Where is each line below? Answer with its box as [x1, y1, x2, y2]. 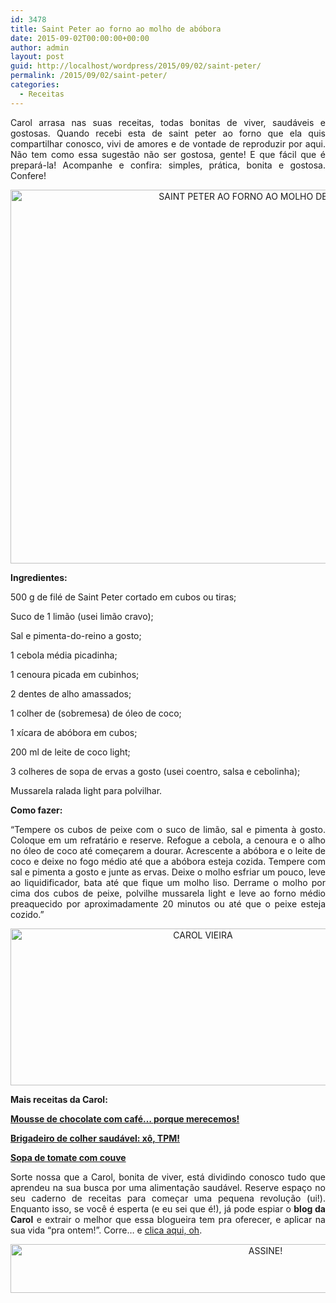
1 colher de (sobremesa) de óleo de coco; [10, 707, 182, 719]
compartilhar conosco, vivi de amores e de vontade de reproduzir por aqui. [10, 137, 326, 150]
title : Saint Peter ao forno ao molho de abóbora [10, 24, 222, 34]
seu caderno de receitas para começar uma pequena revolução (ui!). [10, 1192, 326, 1204]
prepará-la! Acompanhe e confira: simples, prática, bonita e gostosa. [10, 159, 326, 171]
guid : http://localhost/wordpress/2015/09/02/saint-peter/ [10, 61, 262, 71]
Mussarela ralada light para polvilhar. [10, 784, 163, 796]
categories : [10, 80, 60, 90]
